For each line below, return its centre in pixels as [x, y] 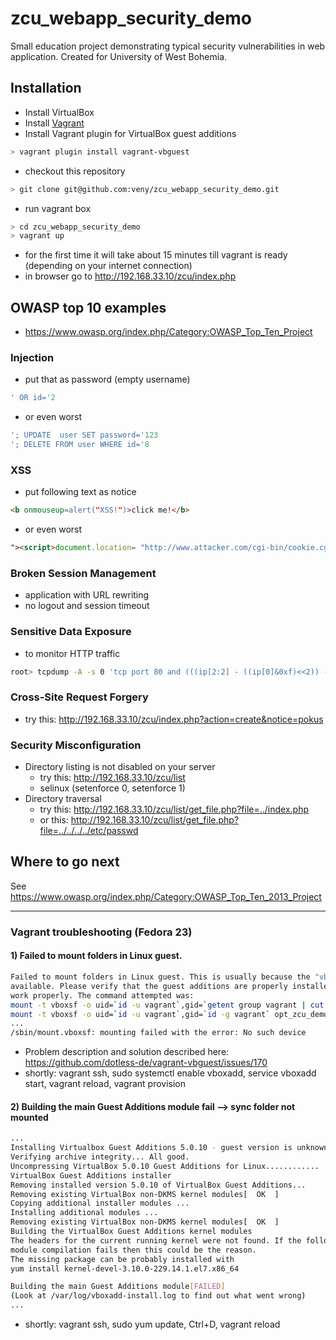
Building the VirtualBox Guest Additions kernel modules [131, 1232]
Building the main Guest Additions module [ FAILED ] [118, 1287]
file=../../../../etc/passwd [89, 831]
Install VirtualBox [59, 112]
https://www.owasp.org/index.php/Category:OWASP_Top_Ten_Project [168, 332]
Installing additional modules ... [84, 1213]
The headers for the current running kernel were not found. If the [156, 1240]
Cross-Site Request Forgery [79, 697]
